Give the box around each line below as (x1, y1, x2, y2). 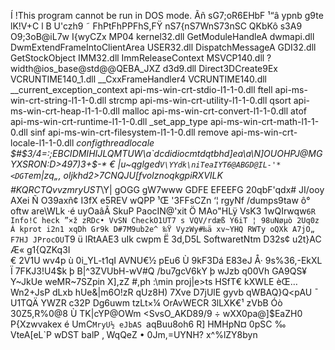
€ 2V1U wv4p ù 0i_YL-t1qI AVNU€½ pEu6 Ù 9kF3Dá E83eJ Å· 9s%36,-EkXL (10, 255, 323, 266)
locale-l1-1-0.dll (10, 137, 75, 149)
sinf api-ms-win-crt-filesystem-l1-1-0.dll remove (29, 126, 230, 138)
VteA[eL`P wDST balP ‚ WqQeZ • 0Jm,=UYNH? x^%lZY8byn (10, 329, 258, 340)
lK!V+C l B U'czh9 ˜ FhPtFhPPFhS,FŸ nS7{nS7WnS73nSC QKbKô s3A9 (10, 20, 303, 32)
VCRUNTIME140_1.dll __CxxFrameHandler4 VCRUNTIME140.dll (10, 73, 267, 85)
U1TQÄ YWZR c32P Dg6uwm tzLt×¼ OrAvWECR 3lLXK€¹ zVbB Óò (10, 297, 283, 309)
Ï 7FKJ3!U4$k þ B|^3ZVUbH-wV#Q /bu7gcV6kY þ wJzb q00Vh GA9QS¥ (10, 265, 308, 277)
